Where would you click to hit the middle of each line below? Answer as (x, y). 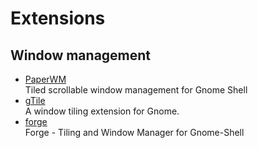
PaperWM (45, 79)
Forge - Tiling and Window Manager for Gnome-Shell (134, 132)
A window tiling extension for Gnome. (102, 111)
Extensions (58, 18)
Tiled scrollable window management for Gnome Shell (136, 90)
